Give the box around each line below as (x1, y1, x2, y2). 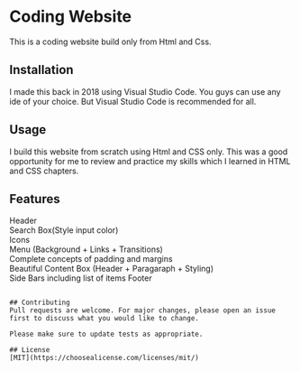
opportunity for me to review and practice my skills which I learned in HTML (9, 155, 291, 166)
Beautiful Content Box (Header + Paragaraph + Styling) (9, 264, 214, 274)
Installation (9, 62, 74, 78)
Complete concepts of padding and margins (9, 254, 173, 264)
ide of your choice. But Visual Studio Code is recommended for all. (9, 96, 257, 107)
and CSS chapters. (9, 165, 79, 176)
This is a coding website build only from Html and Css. (9, 36, 212, 47)
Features (9, 191, 60, 207)
